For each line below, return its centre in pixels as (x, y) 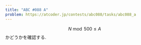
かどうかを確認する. (26, 37)
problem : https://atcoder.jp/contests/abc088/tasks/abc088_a (71, 14)
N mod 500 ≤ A (85, 28)
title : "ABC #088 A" (27, 10)
